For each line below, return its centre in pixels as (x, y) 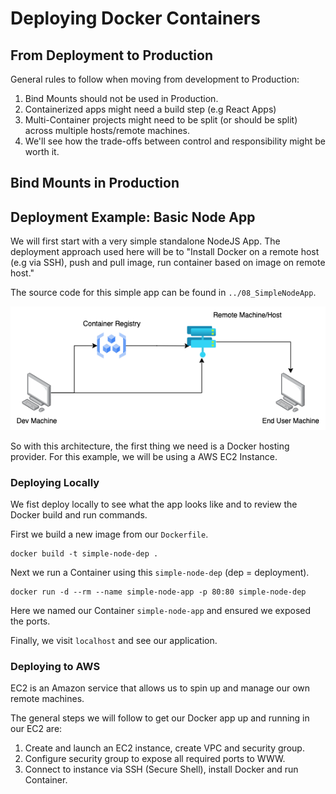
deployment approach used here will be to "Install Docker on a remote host (165, 252)
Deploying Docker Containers (135, 18)
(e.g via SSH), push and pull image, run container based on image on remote (168, 263)
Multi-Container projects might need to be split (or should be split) (161, 120)
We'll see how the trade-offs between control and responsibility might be (175, 141)
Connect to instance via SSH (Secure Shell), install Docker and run (161, 769)
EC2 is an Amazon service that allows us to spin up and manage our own (160, 688)
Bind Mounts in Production (95, 183)
